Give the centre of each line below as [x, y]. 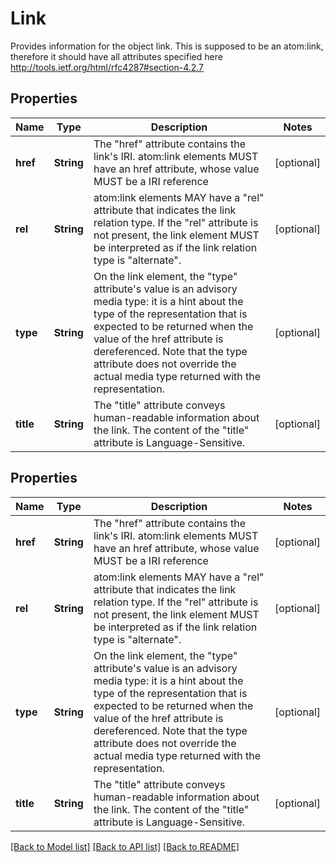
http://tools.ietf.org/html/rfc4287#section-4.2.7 [107, 67]
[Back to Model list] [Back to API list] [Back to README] [125, 846]
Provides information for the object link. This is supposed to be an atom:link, [167, 46]
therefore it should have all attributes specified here [116, 56]
